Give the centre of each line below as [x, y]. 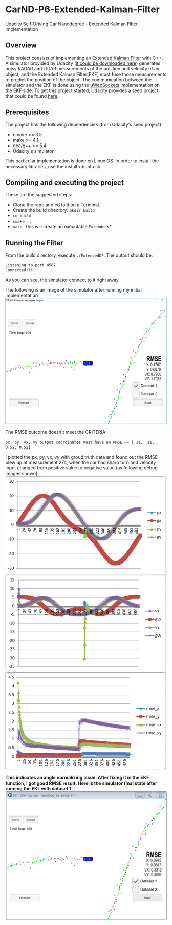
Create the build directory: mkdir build [53, 210]
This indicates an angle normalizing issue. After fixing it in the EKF [77, 777]
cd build [22, 216]
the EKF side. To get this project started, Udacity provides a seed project [82, 90]
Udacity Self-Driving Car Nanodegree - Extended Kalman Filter [72, 24]
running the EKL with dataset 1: [39, 788]
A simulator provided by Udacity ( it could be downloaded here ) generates [83, 63]
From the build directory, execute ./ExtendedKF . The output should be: [79, 255]
